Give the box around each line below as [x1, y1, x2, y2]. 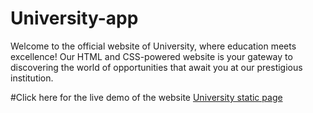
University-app [10, 7, 139, 30]
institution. [10, 72, 54, 84]
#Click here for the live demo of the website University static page [10, 91, 283, 103]
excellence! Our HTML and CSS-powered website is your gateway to [10, 50, 293, 62]
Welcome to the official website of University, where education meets [10, 40, 297, 52]
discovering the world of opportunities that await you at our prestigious [10, 61, 303, 73]
